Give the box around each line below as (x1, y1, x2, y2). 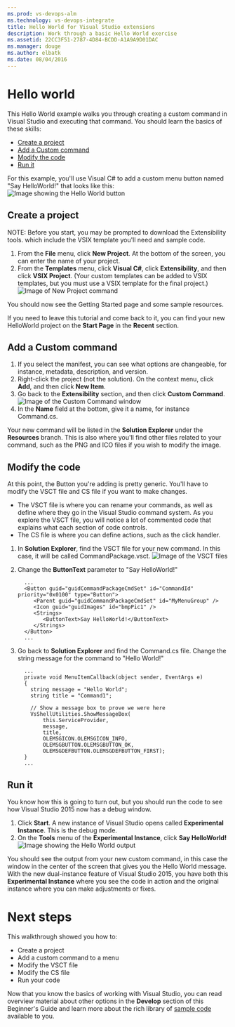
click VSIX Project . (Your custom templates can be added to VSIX (17, 271, 208, 280)
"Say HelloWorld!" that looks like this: (7, 181, 114, 190)
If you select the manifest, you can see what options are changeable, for (17, 360, 227, 369)
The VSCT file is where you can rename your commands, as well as (17, 501, 213, 509)
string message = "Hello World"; (30, 686, 128, 693)
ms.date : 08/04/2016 (7, 56, 68, 63)
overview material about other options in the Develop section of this (7, 997, 204, 1005)
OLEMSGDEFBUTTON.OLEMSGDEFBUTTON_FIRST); (43, 747, 166, 755)
